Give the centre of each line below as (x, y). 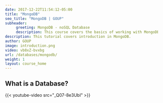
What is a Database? (37, 83)
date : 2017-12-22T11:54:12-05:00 (39, 9)
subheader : (16, 23)
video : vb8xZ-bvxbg (25, 50)
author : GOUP (18, 41)
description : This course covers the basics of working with (79, 32)
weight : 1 (15, 59)
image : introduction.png (30, 46)
